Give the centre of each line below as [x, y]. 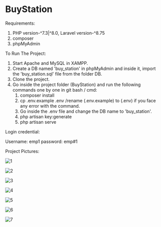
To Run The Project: [26, 53]
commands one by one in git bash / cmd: [55, 90]
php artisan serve [38, 122]
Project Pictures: [22, 151]
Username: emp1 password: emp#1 [41, 141]
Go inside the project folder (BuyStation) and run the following [76, 85]
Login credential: [23, 131]
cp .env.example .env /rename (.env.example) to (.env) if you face [88, 100]
